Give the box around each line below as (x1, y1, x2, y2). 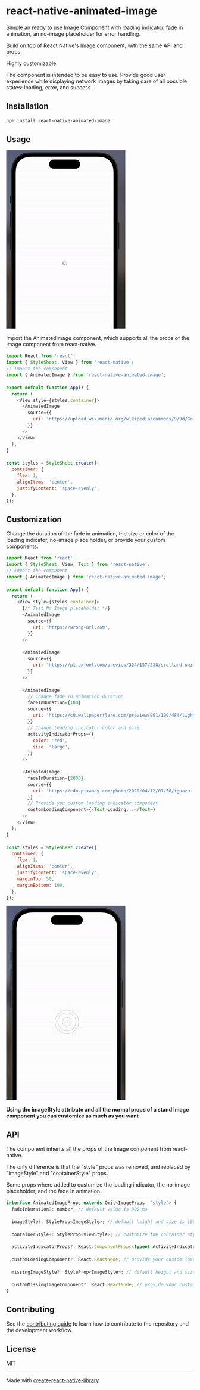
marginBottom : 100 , (17, 882, 65, 888)
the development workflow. (6, 1327, 73, 1334)
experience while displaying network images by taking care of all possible (6, 78, 187, 85)
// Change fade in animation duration (27, 694, 124, 699)
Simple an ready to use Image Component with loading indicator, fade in (6, 24, 183, 31)
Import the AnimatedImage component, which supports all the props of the (6, 335, 189, 342)
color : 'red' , (32, 738, 68, 744)
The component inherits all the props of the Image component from (6, 1146, 171, 1153)
